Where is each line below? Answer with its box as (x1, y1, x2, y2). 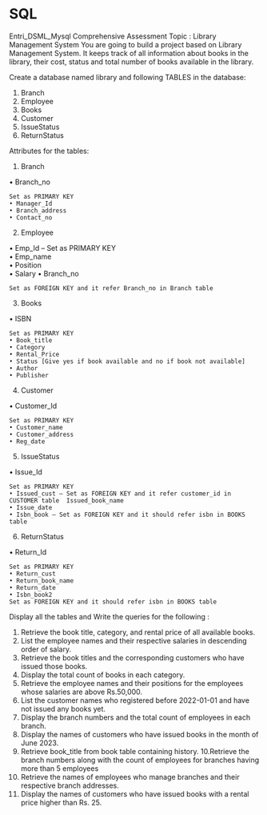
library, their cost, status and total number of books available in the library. (9, 57, 254, 67)
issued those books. (20, 661, 88, 671)
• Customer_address (9, 430, 74, 438)
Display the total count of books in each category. (20, 670, 185, 680)
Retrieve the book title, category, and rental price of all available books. (20, 627, 256, 637)
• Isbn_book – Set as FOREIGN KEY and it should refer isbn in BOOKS (9, 510, 246, 518)
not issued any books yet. (20, 704, 106, 713)
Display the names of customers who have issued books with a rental (20, 789, 249, 798)
